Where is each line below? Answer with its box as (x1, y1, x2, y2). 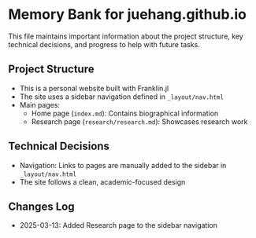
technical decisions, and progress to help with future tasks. (8, 39, 201, 49)
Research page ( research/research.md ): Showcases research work (31, 116, 248, 126)
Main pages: (19, 100, 61, 109)
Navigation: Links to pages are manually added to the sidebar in (19, 160, 227, 170)
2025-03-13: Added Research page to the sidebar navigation (19, 221, 218, 230)
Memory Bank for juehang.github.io (8, 5, 247, 24)
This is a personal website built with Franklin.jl (19, 83, 169, 93)
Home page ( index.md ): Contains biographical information (31, 108, 219, 118)
